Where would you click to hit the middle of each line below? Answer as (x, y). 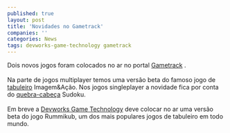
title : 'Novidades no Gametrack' (55, 26)
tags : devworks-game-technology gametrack (69, 45)
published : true (30, 13)
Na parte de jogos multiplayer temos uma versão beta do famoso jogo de (112, 80)
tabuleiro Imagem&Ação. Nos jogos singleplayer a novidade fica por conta (113, 87)
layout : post (26, 20)
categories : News (32, 39)
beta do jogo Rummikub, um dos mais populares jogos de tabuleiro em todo (115, 116)
